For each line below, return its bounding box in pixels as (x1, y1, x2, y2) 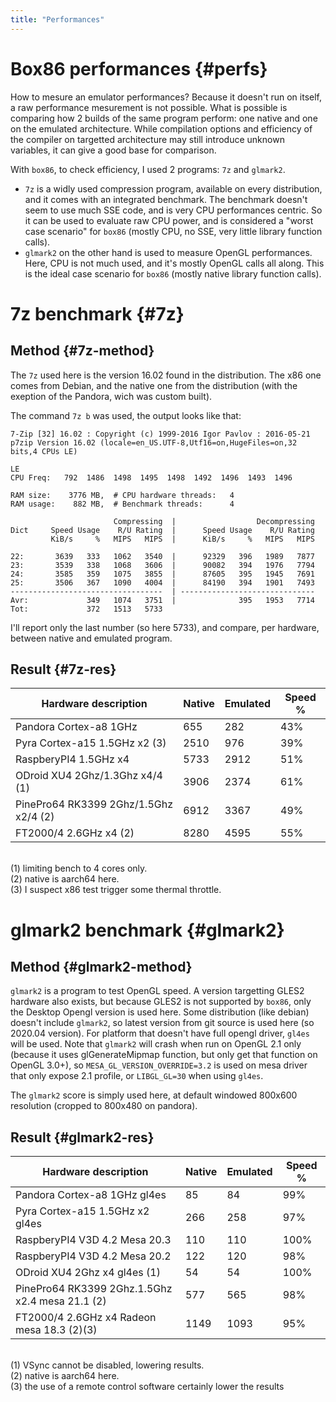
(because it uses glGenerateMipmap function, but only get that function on (10, 1049, 318, 1061)
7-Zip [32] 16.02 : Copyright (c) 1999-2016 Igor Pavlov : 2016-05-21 (10, 429, 311, 439)
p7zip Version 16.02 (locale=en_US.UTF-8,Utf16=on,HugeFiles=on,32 (10, 437, 298, 448)
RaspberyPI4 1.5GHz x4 (15, 752, 130, 766)
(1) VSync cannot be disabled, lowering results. (10, 1359, 205, 1371)
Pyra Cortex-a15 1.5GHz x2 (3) (15, 736, 167, 750)
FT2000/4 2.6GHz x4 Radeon (15, 1311, 157, 1325)
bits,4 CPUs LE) (10, 446, 78, 456)
